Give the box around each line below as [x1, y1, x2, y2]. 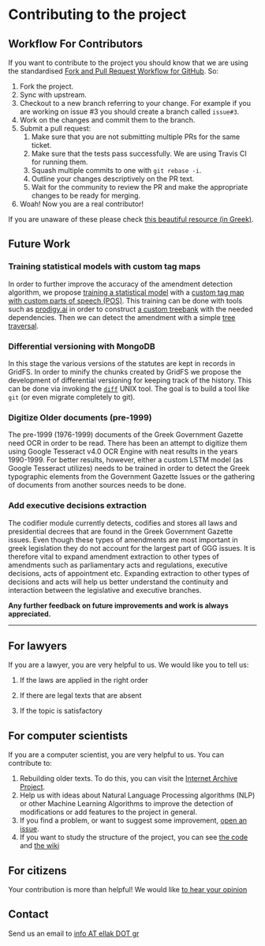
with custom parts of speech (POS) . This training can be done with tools [8, 296, 243, 305]
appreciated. [8, 609, 51, 618]
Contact [8, 907, 49, 922]
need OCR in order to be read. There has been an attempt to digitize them [8, 439, 248, 448]
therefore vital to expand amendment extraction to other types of [8, 552, 219, 561]
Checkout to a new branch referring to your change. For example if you [19, 99, 251, 107]
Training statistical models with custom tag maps [8, 261, 201, 272]
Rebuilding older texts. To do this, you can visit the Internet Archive [19, 774, 238, 783]
